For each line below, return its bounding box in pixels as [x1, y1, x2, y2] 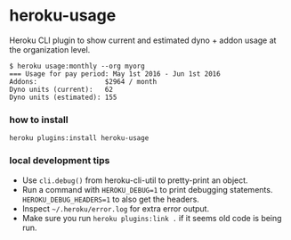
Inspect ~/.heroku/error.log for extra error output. [21, 203, 210, 214]
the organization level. [9, 44, 91, 54]
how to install [9, 113, 69, 126]
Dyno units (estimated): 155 [9, 93, 117, 102]
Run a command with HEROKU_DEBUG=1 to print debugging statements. [21, 184, 273, 194]
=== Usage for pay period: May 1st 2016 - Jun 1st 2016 [9, 69, 221, 79]
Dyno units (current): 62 [9, 85, 114, 94]
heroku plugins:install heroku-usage [9, 134, 150, 143]
